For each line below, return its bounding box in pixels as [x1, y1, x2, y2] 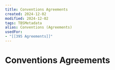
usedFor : [5, 29, 23, 34]
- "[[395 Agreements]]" [5, 34, 53, 39]
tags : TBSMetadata [5, 20, 42, 26]
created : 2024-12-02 [5, 12, 47, 16]
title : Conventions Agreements [5, 7, 68, 12]
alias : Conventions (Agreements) [5, 25, 72, 30]
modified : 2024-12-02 [5, 16, 49, 21]
